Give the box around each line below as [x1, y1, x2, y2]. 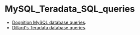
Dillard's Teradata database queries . [11, 24, 87, 30]
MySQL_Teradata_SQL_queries [4, 3, 135, 15]
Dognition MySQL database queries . [11, 19, 87, 25]
